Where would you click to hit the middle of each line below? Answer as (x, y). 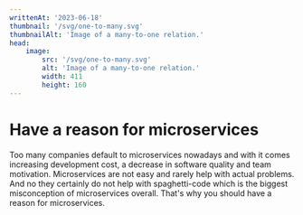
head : (19, 43)
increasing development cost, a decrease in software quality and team (140, 164)
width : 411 (62, 77)
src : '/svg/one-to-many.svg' (97, 60)
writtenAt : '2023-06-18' (56, 18)
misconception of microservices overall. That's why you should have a (141, 193)
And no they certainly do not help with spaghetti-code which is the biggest (149, 183)
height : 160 (65, 85)
